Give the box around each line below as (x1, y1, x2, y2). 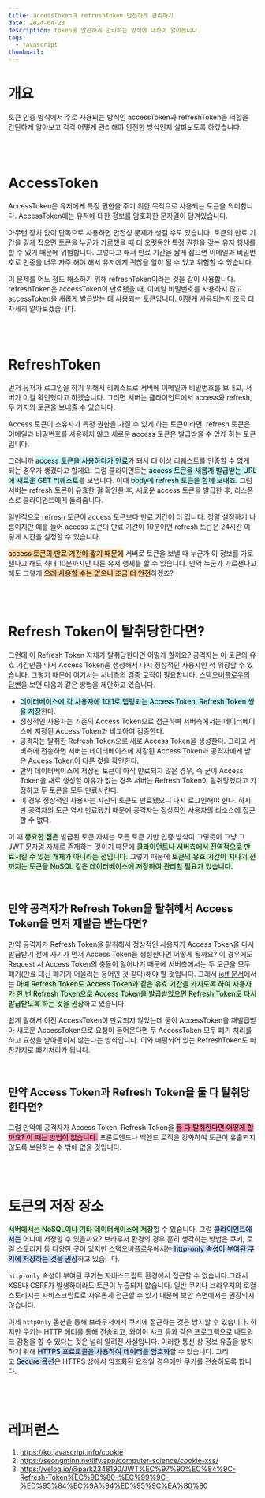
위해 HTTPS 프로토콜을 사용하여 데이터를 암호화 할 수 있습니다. (22, 1347, 215, 1357)
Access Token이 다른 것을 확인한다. (28, 756, 140, 765)
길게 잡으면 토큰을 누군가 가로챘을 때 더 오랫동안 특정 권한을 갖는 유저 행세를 (22, 238, 256, 247)
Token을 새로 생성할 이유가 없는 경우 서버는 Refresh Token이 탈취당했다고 (19, 775, 248, 785)
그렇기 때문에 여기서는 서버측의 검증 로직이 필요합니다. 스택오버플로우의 (31, 670, 251, 679)
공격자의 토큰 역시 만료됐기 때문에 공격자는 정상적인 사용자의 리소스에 (28, 805, 241, 814)
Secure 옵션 (16, 1357, 55, 1366)
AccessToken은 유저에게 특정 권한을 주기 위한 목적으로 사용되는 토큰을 (8, 201, 226, 210)
